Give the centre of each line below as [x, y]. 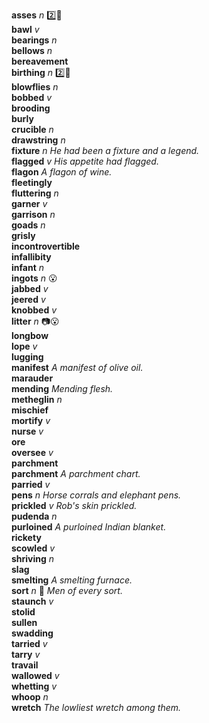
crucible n [32, 129]
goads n [28, 225]
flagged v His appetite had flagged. [85, 161]
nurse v [27, 431]
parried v [31, 484]
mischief [30, 410]
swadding [32, 633]
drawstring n [38, 140]
